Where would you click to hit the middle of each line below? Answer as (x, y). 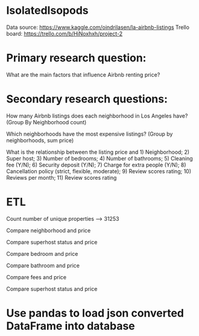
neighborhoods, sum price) (40, 140)
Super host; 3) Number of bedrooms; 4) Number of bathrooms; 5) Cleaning (99, 158)
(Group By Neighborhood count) (46, 122)
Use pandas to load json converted (95, 313)
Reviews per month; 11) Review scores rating (62, 177)
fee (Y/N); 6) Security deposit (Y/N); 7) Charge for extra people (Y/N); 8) (96, 165)
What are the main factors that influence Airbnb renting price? (83, 74)
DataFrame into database (71, 326)
